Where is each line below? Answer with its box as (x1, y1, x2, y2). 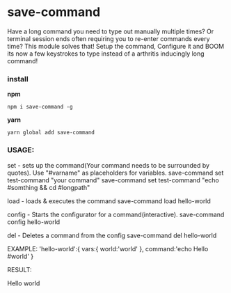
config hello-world (7, 217, 61, 226)
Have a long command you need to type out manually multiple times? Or (7, 27, 214, 35)
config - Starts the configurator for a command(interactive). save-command (7, 210, 225, 219)
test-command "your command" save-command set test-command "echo (7, 175, 219, 184)
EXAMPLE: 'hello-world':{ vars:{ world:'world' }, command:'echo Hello (7, 244, 209, 253)
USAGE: (7, 145, 35, 155)
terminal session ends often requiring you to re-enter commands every (7, 34, 210, 42)
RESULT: (7, 265, 32, 274)
